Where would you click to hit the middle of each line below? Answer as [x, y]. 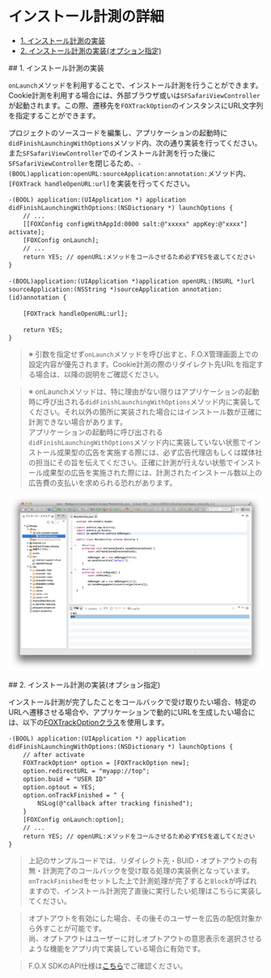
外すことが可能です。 [71, 928]
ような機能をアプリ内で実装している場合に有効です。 [116, 948]
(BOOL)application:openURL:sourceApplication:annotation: [108, 174]
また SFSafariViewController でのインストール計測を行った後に [112, 153]
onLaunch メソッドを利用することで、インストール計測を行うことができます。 [135, 85]
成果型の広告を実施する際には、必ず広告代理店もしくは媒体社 [159, 452]
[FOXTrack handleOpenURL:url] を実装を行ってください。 [102, 183]
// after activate [54, 754]
